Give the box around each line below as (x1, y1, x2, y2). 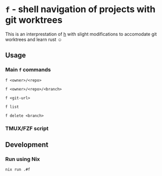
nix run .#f (5, 167, 30, 172)
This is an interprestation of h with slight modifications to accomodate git (5, 31, 157, 37)
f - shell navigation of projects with (5, 4, 155, 15)
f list (5, 104, 19, 109)
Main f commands (5, 66, 51, 73)
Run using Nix (5, 155, 40, 162)
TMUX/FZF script (5, 125, 49, 132)
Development (5, 140, 49, 149)
